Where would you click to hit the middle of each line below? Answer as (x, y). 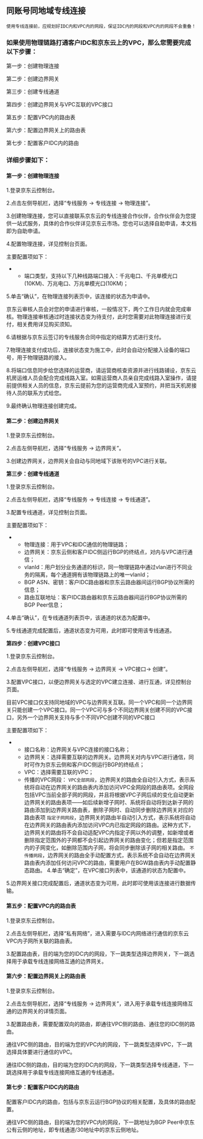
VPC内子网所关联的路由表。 (41, 941)
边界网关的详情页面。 (43, 1011)
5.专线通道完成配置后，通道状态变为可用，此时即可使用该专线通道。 (91, 631)
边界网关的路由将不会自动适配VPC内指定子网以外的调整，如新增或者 (109, 833)
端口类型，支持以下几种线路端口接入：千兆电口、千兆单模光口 (101, 276)
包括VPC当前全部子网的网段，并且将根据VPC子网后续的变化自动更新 (109, 795)
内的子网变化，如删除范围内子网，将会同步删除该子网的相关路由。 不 (109, 848)
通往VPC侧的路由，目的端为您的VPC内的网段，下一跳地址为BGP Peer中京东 (101, 1122)
